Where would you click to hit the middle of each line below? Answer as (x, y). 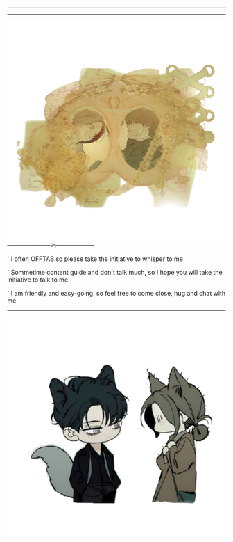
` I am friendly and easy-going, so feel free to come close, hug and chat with (116, 293)
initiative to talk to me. (39, 280)
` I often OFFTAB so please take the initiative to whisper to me (95, 259)
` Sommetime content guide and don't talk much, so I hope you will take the (115, 272)
